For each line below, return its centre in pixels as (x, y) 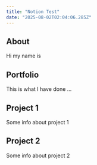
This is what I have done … (39, 89)
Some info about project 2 (38, 155)
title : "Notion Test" (33, 12)
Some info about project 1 (37, 122)
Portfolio (23, 74)
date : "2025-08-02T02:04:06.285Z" (49, 17)
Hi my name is (24, 56)
